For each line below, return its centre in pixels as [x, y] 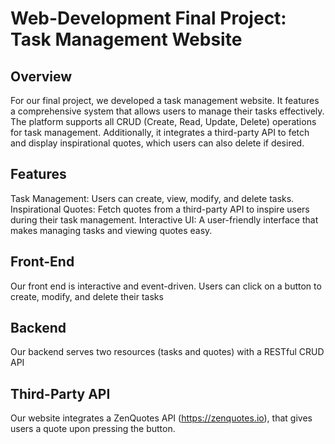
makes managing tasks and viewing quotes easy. [111, 230]
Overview [41, 76]
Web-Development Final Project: [148, 18]
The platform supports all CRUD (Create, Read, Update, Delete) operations [163, 121]
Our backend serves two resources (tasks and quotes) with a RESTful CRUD [167, 352]
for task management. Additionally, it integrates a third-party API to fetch [160, 132]
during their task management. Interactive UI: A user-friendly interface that [164, 219]
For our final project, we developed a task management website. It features [165, 100]
